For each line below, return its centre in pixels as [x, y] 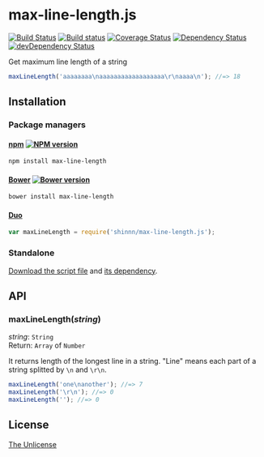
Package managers [47, 125]
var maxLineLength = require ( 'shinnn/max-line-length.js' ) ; [112, 233]
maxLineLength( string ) [55, 319]
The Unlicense [32, 444]
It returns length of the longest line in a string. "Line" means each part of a [132, 361]
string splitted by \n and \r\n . [57, 369]
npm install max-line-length [57, 161]
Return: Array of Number [47, 345]
